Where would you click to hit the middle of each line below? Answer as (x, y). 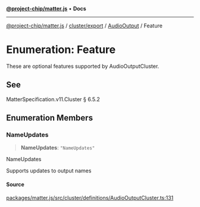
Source (15, 184)
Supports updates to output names (49, 171)
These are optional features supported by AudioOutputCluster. (83, 66)
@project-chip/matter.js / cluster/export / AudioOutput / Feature (84, 26)
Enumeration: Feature (61, 50)
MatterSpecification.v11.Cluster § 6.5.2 (53, 99)
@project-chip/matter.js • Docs (46, 9)
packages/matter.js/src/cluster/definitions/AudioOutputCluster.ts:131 (90, 197)
